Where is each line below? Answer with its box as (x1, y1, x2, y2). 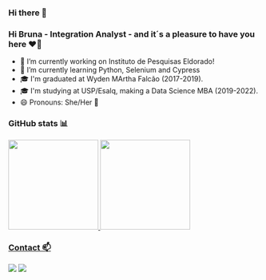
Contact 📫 (8, 243, 51, 254)
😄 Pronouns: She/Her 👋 (19, 97, 99, 107)
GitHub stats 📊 (8, 118, 69, 129)
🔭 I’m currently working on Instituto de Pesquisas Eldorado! (19, 57, 215, 66)
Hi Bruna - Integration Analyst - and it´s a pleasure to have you (8, 28, 256, 39)
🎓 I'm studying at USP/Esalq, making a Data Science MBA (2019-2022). (19, 86, 258, 96)
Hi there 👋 (8, 7, 48, 18)
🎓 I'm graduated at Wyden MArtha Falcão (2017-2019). (19, 74, 204, 84)
